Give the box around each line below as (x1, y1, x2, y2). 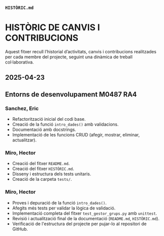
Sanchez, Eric (5, 105, 39, 112)
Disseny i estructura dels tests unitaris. (12, 171, 91, 177)
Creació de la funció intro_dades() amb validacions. (12, 121, 119, 127)
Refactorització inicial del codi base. (12, 116, 86, 122)
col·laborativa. (5, 59, 34, 65)
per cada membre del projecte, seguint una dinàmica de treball (5, 54, 133, 60)
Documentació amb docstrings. (12, 126, 76, 133)
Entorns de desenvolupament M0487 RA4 (5, 90, 137, 99)
